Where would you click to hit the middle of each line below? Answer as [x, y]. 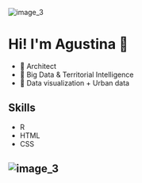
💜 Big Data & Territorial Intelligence [77, 74]
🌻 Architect [38, 66]
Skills [22, 108]
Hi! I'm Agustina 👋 [68, 44]
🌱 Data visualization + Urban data [74, 82]
